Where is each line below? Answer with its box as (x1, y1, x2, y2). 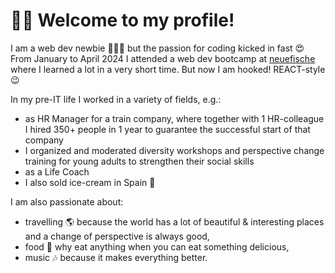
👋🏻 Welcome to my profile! (10, 9, 235, 32)
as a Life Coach (24, 165, 90, 178)
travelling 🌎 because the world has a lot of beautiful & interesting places (24, 215, 325, 228)
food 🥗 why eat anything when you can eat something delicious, (24, 240, 290, 253)
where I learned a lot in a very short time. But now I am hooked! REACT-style (10, 63, 326, 75)
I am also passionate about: (10, 195, 124, 208)
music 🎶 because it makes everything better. (24, 251, 208, 263)
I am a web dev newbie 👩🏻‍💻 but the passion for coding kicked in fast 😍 (10, 42, 305, 54)
